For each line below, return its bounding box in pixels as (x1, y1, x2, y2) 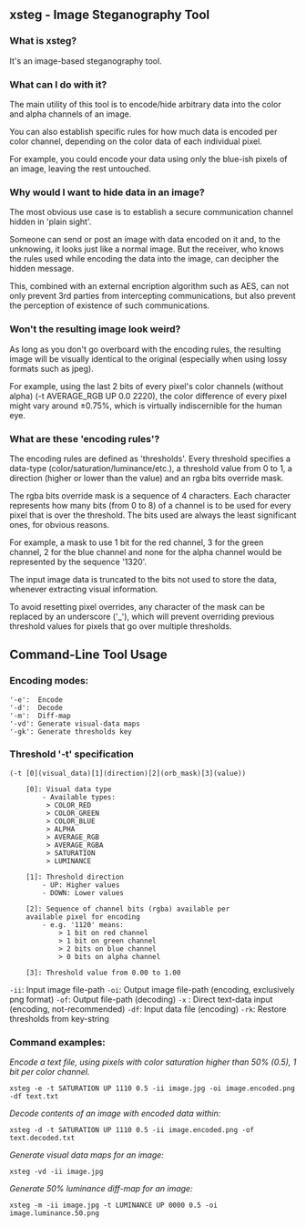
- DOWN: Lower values (42, 888, 125, 897)
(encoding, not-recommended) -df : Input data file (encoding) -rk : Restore (9, 1003, 287, 1015)
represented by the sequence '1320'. (9, 556, 148, 567)
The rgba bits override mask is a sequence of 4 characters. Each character (9, 490, 291, 500)
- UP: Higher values (42, 880, 120, 890)
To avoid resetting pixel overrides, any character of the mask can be (9, 601, 266, 612)
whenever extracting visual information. (9, 583, 158, 594)
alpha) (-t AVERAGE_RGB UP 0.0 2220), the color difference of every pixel (9, 390, 287, 401)
